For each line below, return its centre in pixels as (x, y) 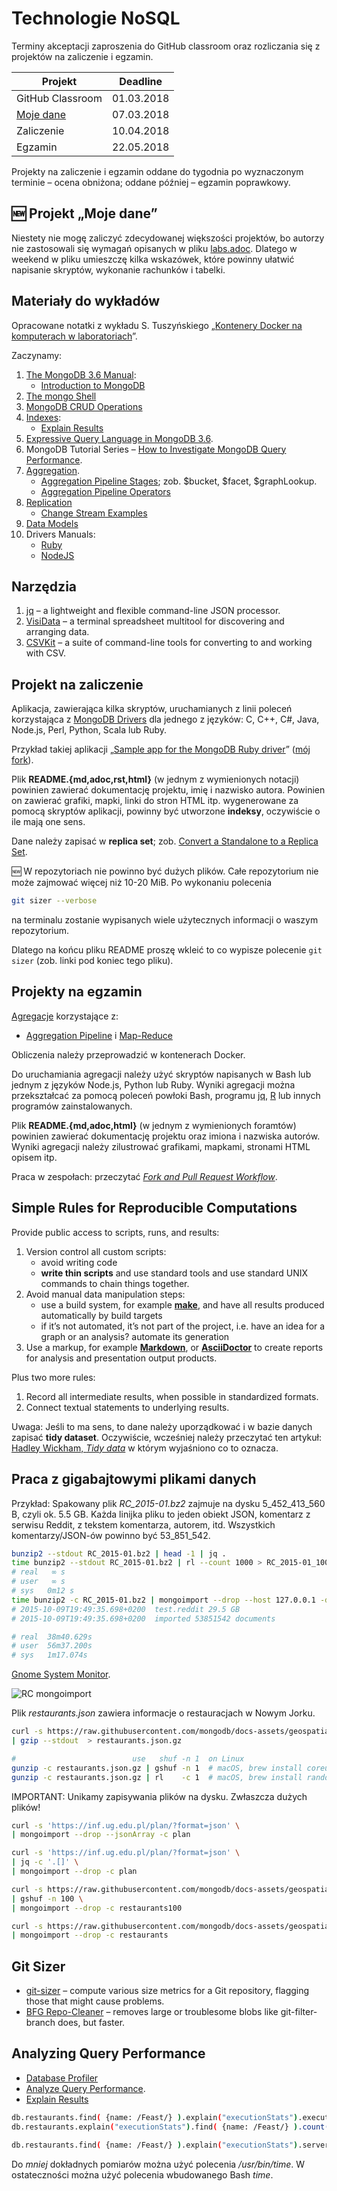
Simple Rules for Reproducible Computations (154, 1208)
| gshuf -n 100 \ (47, 1898)
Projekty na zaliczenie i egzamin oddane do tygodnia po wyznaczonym (157, 171)
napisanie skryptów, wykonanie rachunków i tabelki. (118, 269)
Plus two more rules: (53, 1377)
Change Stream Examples (94, 513)
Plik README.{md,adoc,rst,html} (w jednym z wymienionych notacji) (155, 779)
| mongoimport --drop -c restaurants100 (97, 1908)
